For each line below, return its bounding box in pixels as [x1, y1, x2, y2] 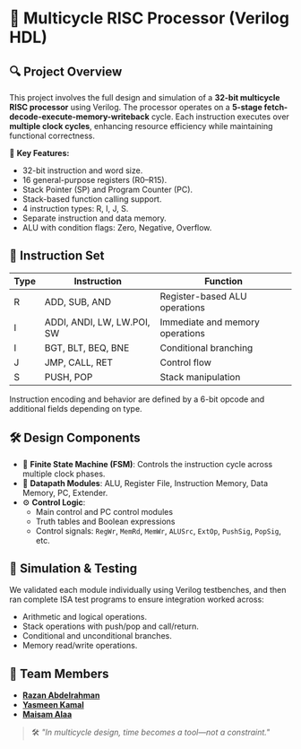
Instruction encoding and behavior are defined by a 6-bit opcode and [9, 394, 265, 405]
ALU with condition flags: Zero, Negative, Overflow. [21, 222, 212, 232]
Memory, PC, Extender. [21, 487, 108, 498]
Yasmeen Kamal [21, 700, 84, 710]
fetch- [263, 102, 288, 112]
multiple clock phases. [21, 468, 106, 479]
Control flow [159, 356, 212, 369]
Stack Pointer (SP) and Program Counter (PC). [21, 184, 193, 195]
